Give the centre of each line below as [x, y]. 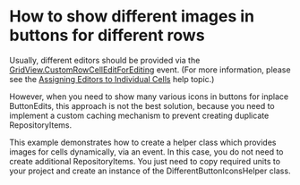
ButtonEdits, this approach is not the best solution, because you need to [142, 105]
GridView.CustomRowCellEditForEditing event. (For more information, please [150, 70]
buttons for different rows [107, 35]
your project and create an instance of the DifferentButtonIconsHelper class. [150, 171]
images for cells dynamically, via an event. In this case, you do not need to [146, 151]
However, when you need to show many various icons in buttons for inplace [149, 97]
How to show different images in [132, 17]
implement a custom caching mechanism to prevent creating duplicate [139, 115]
